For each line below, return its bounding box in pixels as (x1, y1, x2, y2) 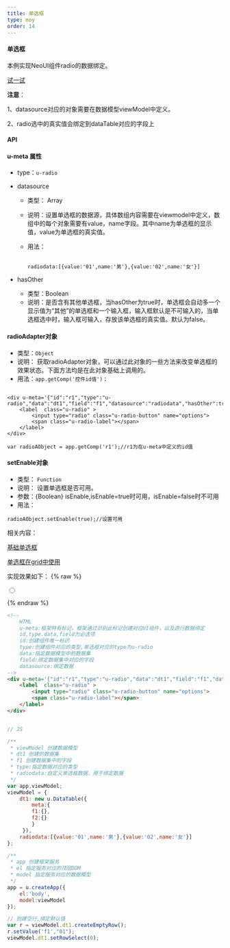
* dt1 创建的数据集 (10, 751, 60, 758)
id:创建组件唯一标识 (19, 637, 70, 644)
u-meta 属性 (7, 152, 42, 160)
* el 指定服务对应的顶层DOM (10, 865, 81, 872)
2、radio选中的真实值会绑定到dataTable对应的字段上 (7, 119, 155, 127)
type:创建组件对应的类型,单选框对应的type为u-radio (19, 644, 153, 651)
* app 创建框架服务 (10, 858, 60, 866)
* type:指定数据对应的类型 (10, 764, 78, 771)
